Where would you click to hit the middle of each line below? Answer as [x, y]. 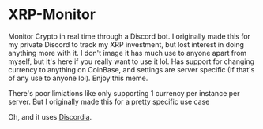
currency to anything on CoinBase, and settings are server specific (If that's [131, 69]
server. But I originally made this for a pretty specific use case [109, 101]
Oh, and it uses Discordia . [50, 116]
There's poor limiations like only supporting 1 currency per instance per [124, 93]
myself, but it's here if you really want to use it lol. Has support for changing [131, 61]
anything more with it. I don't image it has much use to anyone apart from [128, 53]
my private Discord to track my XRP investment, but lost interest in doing [126, 44]
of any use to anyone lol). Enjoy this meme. [78, 78]
